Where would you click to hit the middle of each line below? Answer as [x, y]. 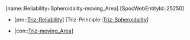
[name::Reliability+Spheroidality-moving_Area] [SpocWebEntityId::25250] [95, 8]
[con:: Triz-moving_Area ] [44, 31]
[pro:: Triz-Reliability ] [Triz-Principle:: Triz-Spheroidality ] [81, 19]
